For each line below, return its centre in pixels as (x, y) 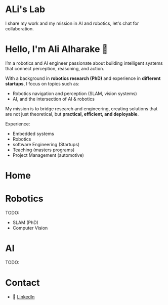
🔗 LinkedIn (24, 296)
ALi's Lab (25, 9)
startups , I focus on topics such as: (42, 83)
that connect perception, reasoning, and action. (55, 68)
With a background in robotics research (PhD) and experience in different (83, 78)
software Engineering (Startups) (46, 144)
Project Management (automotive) (48, 155)
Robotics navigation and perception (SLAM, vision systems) (75, 93)
